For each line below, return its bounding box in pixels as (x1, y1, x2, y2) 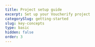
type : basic (5, 25, 29, 30)
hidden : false (5, 30, 34, 35)
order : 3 (5, 35, 23, 40)
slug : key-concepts (5, 21, 45, 26)
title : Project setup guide (5, 7, 62, 12)
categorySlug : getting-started (5, 16, 69, 21)
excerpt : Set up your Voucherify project (5, 12, 91, 17)
